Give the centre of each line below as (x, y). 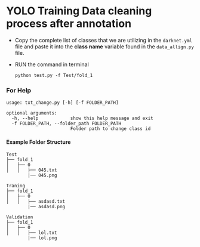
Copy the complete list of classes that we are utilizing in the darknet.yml (104, 40)
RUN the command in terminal (52, 64)
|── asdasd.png (47, 207)
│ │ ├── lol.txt (32, 233)
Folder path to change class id (110, 129)
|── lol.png (43, 238)
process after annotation (69, 24)
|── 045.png (43, 175)
